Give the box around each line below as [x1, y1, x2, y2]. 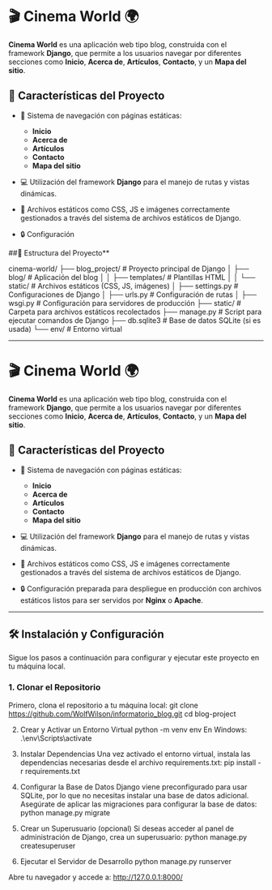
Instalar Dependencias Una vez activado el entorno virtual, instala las [19, 749, 251, 759]
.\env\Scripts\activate [19, 733, 92, 743]
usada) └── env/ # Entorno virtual [8, 324, 123, 333]
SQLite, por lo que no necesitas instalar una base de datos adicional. [19, 790, 249, 800]
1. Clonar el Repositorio [8, 681, 101, 693]
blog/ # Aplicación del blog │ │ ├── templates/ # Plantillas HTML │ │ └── [8, 272, 256, 282]
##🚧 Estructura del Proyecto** [8, 247, 110, 257]
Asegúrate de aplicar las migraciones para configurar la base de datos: [19, 799, 257, 809]
